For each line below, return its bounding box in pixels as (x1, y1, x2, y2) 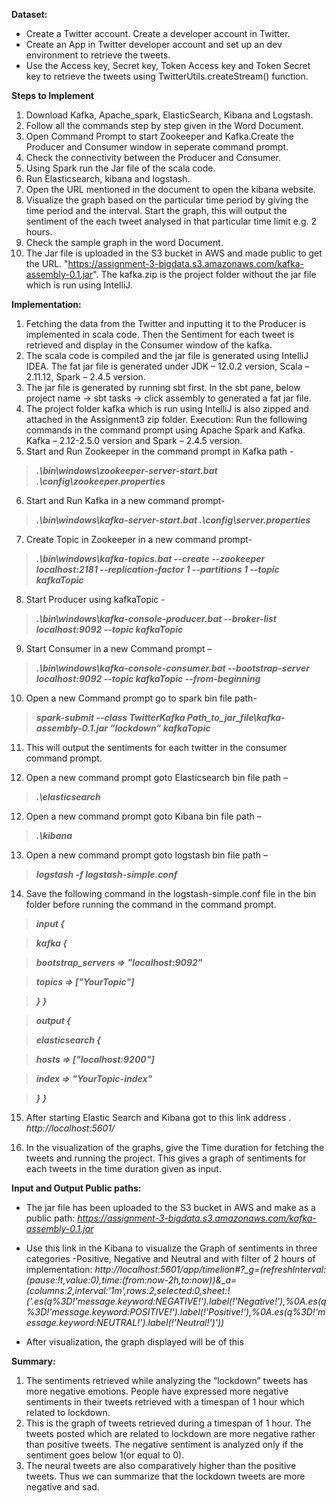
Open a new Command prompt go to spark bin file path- (25, 692, 258, 704)
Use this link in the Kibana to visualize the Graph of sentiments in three (25, 1242, 318, 1254)
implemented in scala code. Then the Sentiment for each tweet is (25, 329, 295, 340)
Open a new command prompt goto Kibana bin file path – (25, 810, 262, 822)
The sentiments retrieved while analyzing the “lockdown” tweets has (25, 1375, 309, 1386)
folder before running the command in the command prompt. (25, 899, 277, 910)
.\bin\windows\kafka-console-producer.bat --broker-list (35, 613, 277, 624)
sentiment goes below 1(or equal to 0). (25, 1449, 185, 1461)
